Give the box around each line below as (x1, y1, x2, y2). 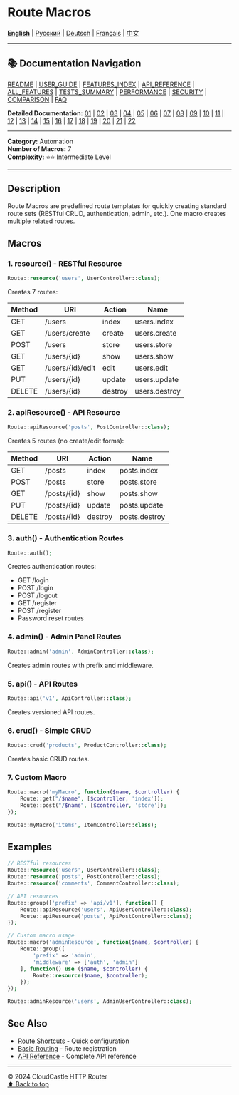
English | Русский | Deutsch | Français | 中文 (7, 29, 139, 37)
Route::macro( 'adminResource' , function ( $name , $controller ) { (7, 939, 199, 946)
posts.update (119, 500, 164, 510)
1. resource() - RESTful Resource (7, 258, 122, 268)
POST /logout (17, 591, 58, 600)
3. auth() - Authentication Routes (7, 533, 124, 543)
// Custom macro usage (7, 932, 75, 940)
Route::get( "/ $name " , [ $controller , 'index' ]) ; (20, 796, 164, 803)
